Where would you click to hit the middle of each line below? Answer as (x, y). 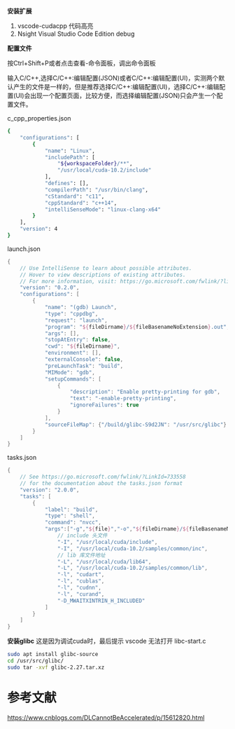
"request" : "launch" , (76, 320)
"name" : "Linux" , (70, 151)
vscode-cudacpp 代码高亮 (55, 26)
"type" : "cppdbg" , (71, 314)
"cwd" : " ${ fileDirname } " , (82, 346)
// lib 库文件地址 (81, 555)
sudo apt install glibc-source (53, 655)
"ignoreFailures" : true (104, 405)
